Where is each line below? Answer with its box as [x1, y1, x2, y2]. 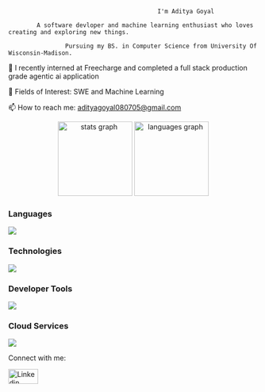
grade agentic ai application [8, 71, 99, 81]
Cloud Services [8, 320, 69, 331]
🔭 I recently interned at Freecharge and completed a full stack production [8, 63, 248, 72]
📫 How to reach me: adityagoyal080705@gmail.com [8, 103, 182, 112]
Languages [8, 208, 53, 219]
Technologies [8, 246, 62, 257]
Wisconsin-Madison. [8, 49, 73, 57]
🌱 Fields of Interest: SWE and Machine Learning [8, 87, 164, 96]
